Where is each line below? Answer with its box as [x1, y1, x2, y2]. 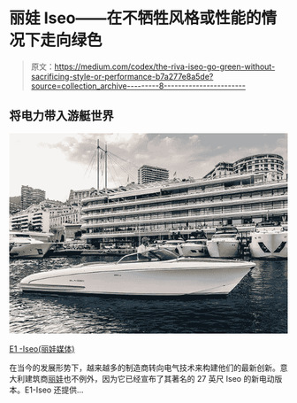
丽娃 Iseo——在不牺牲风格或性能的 [9, 8, 263, 28]
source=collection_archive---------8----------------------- [30, 81, 246, 91]
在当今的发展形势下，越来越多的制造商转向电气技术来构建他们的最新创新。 [9, 362, 280, 373]
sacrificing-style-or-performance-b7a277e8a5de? [30, 71, 214, 81]
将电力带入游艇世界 [9, 108, 114, 124]
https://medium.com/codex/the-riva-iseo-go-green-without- [54, 61, 276, 72]
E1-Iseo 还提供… [24, 384, 84, 395]
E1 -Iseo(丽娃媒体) [9, 344, 75, 354]
